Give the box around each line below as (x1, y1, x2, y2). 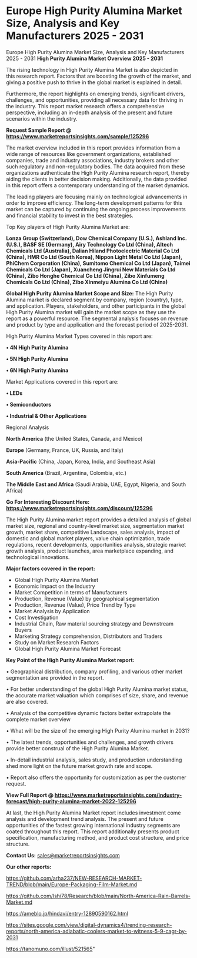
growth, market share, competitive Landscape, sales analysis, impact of (6, 528, 181, 535)
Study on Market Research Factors (14, 638, 99, 646)
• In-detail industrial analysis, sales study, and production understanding (6, 756, 182, 763)
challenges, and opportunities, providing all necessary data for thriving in (6, 96, 183, 104)
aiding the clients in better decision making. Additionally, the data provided (6, 175, 187, 182)
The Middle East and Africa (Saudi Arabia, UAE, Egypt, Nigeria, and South (6, 481, 186, 488)
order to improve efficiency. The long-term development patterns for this (6, 199, 182, 207)
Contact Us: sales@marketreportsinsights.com (6, 851, 121, 859)
